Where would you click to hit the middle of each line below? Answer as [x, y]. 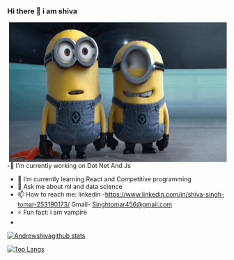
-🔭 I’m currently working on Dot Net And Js [69, 166]
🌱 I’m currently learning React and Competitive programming [104, 179]
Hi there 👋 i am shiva [42, 11]
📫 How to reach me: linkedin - [61, 194]
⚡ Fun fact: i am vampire [52, 213]
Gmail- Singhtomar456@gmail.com [122, 204]
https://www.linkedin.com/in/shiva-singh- [165, 194]
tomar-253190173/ [44, 204]
